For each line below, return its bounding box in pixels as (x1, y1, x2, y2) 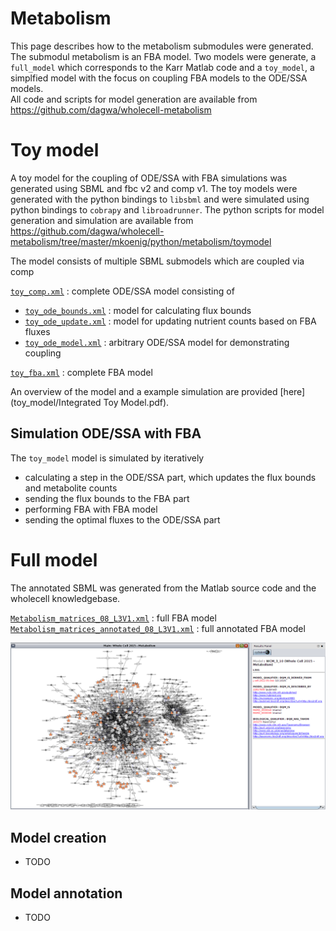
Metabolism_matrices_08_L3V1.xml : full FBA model (10, 612, 217, 624)
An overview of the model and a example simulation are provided (10, 385, 278, 397)
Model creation (10, 829, 107, 846)
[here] (279, 385, 306, 397)
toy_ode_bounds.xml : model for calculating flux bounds (24, 304, 252, 316)
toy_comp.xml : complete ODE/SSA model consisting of (10, 285, 235, 297)
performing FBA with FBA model (24, 503, 158, 515)
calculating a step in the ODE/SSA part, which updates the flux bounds (24, 471, 317, 483)
